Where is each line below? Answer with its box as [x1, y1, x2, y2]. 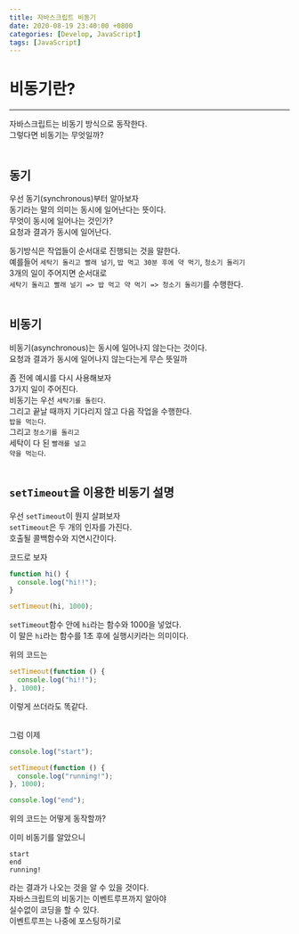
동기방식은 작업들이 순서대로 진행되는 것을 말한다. [9, 246, 181, 256]
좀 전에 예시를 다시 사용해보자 [9, 372, 112, 383]
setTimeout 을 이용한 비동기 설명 [9, 485, 175, 500]
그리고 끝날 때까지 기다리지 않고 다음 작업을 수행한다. [9, 406, 192, 416]
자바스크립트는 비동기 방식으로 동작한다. [9, 119, 148, 129]
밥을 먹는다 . [9, 415, 46, 426]
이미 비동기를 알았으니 [9, 832, 86, 843]
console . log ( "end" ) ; [9, 796, 86, 805]
